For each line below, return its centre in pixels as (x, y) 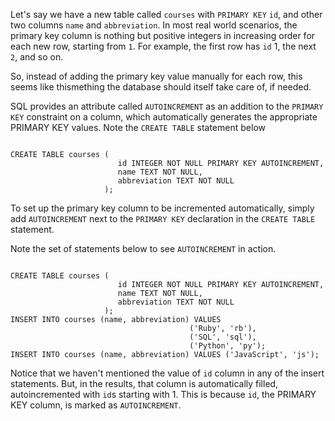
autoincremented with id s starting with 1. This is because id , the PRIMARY (163, 394)
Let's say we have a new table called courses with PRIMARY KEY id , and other (166, 14)
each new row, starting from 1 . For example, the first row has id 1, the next (163, 46)
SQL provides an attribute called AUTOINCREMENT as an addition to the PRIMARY (167, 106)
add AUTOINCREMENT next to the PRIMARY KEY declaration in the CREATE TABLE (163, 218)
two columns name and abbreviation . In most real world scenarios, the (154, 25)
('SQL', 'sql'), (223, 337)
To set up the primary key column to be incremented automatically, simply (162, 208)
